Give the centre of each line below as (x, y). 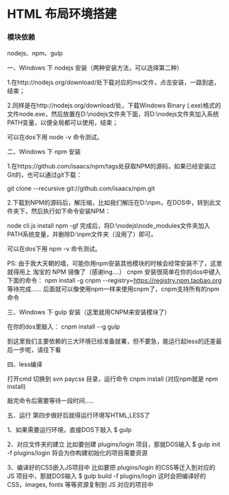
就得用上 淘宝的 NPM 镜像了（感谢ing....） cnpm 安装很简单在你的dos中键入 (114, 272)
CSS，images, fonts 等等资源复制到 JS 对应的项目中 (80, 485)
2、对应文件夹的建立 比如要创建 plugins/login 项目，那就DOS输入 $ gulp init (114, 444)
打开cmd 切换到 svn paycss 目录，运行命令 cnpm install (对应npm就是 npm (113, 379)
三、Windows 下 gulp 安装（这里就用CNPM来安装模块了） (89, 312)
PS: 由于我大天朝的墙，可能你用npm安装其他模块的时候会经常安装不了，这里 (114, 264)
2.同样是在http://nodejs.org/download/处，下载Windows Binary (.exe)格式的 (114, 105)
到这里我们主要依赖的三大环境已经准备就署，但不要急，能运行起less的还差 (112, 341)
